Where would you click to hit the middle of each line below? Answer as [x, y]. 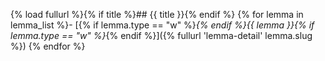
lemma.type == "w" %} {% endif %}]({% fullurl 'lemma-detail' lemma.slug [161, 35]
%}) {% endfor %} [48, 46]
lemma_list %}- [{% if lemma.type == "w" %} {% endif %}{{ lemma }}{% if [162, 25]
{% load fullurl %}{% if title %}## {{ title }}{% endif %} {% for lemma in [157, 14]
